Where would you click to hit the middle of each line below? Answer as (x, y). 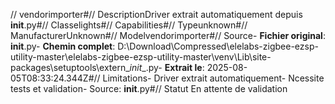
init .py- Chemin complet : (63, 46)
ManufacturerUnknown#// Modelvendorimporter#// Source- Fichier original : (168, 35)
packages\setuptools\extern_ (70, 67)
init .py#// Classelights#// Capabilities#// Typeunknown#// (129, 25)
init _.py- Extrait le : (167, 67)
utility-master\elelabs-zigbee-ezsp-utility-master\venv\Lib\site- (141, 57)
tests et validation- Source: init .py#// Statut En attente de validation (149, 88)
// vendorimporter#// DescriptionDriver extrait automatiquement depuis (156, 14)
